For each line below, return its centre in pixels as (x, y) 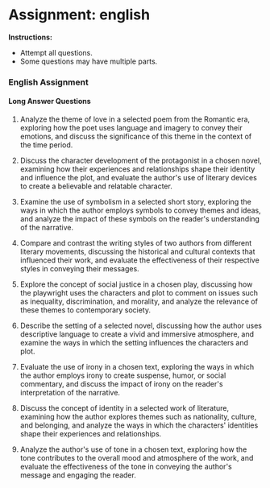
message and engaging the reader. (78, 475)
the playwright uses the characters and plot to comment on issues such (139, 293)
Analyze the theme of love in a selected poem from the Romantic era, (135, 119)
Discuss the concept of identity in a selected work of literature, (125, 408)
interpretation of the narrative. (70, 393)
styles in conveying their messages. (79, 269)
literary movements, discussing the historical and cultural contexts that (137, 252)
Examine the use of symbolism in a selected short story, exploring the (135, 202)
